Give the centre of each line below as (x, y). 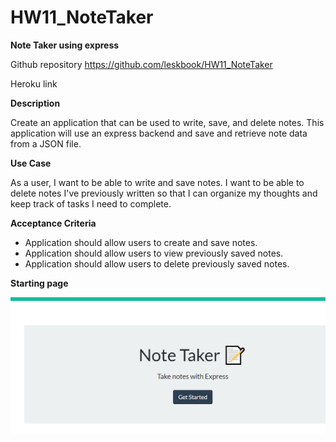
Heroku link (34, 83)
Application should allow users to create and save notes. (141, 242)
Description (35, 103)
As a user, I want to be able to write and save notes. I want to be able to (157, 182)
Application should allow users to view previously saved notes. (154, 253)
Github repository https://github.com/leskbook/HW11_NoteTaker (141, 64)
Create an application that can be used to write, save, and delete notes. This (167, 122)
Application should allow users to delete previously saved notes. (157, 263)
